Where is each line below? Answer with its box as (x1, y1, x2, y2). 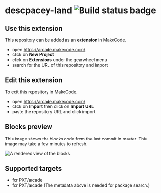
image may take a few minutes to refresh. (5, 141, 88, 147)
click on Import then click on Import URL (12, 104, 94, 109)
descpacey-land (5, 5, 73, 16)
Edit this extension (5, 76, 63, 85)
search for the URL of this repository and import (12, 62, 108, 68)
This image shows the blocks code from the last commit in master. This (5, 136, 147, 141)
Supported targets (5, 164, 62, 173)
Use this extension (5, 24, 63, 33)
